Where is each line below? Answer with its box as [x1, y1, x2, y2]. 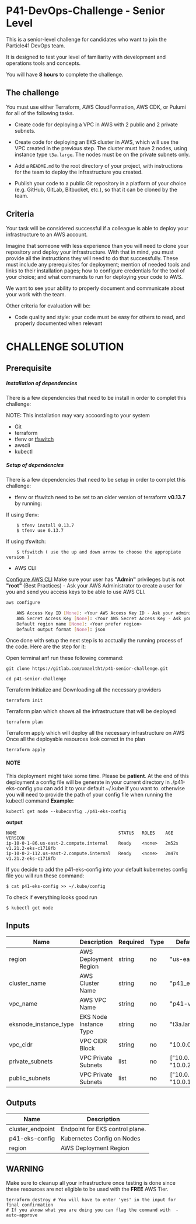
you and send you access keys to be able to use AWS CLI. [6, 589, 146, 596]
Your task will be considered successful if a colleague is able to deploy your [6, 224, 188, 231]
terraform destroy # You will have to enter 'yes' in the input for [6, 1197, 176, 1203]
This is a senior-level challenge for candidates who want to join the [6, 36, 167, 43]
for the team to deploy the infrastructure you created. [14, 168, 143, 175]
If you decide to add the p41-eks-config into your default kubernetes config [6, 866, 188, 873]
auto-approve [6, 1212, 38, 1218]
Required [118, 938, 145, 946]
